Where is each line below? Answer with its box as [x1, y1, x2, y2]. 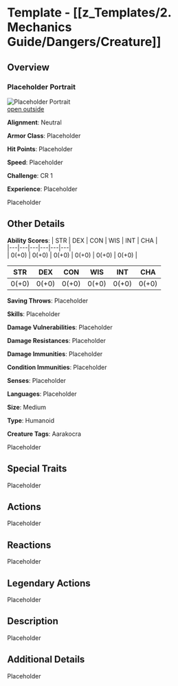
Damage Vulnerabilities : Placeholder [7, 323, 113, 331]
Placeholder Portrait [7, 82, 76, 91]
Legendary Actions [7, 577, 91, 589]
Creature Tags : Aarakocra [7, 430, 81, 438]
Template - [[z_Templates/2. [7, 5, 172, 21]
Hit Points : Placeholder [7, 144, 74, 153]
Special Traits [7, 463, 67, 475]
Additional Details [7, 654, 85, 665]
